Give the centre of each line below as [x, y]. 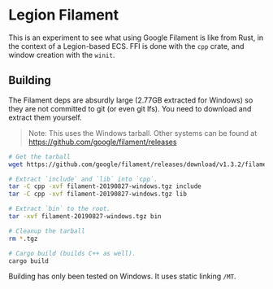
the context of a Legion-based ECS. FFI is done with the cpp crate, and [126, 46]
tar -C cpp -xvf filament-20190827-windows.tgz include [105, 186]
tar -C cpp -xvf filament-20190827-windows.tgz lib [97, 194]
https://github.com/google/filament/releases [102, 142]
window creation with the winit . [62, 55]
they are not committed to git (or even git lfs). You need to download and [130, 108]
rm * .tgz [23, 239]
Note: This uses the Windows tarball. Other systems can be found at [143, 133]
